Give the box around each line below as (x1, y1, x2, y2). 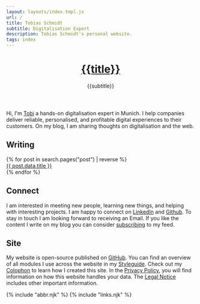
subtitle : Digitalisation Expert (6, 25, 90, 32)
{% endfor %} (6, 168, 41, 176)
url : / (6, 14, 23, 20)
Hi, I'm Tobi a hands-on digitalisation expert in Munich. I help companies (6, 109, 184, 117)
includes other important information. (6, 279, 98, 287)
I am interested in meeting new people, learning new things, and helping (6, 201, 184, 209)
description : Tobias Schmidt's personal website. (6, 31, 133, 37)
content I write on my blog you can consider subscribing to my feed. (6, 221, 175, 228)
